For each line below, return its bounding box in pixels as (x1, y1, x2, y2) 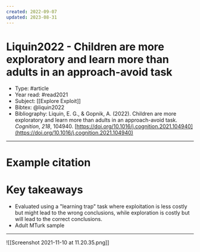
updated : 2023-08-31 (6, 14, 58, 20)
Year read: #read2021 (14, 91, 68, 98)
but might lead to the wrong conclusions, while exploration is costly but (14, 209, 190, 216)
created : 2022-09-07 (6, 8, 58, 15)
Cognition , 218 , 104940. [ (14, 123, 77, 130)
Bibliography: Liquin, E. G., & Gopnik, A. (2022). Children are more (14, 110, 177, 117)
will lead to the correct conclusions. (14, 215, 102, 222)
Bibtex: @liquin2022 (14, 104, 65, 111)
